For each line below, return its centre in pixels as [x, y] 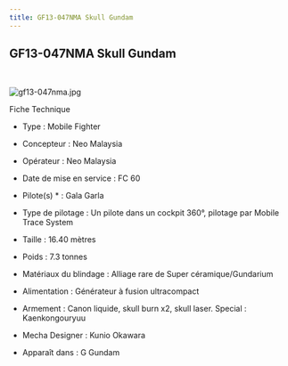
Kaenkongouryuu [54, 318]
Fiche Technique [40, 110]
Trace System [48, 223]
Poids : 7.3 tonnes [54, 257]
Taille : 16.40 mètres [59, 240]
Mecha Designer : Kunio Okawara [83, 336]
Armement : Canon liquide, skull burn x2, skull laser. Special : [134, 309]
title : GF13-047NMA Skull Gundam [71, 17]
